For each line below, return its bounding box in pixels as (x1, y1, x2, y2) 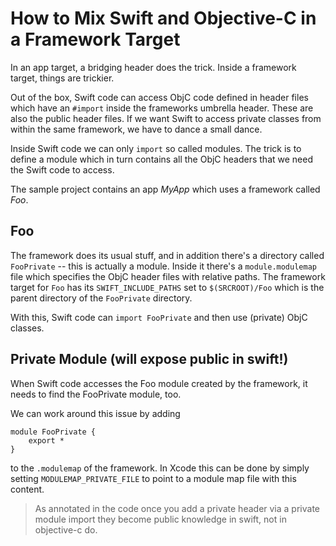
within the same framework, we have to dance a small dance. (10, 123, 263, 135)
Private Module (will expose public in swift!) (10, 351, 289, 368)
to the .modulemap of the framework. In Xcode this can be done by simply (10, 462, 310, 474)
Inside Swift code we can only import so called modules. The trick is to (10, 142, 302, 154)
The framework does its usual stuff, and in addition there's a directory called (10, 249, 325, 261)
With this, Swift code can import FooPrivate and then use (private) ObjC (10, 311, 308, 323)
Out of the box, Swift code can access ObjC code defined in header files (10, 91, 309, 103)
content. (10, 483, 45, 495)
